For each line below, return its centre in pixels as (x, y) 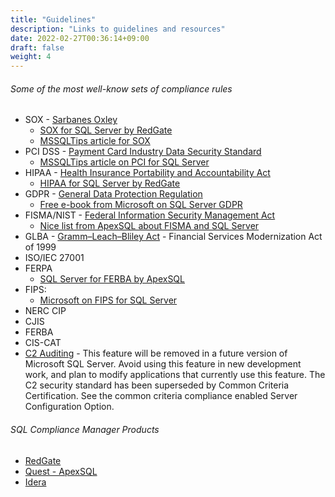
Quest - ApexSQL (61, 471)
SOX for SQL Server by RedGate (106, 130)
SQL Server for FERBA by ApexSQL (112, 279)
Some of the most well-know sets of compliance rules (121, 88)
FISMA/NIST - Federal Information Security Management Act (150, 215)
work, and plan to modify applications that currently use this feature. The (175, 375)
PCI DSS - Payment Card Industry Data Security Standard (143, 152)
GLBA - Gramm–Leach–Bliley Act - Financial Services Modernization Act (173, 237)
